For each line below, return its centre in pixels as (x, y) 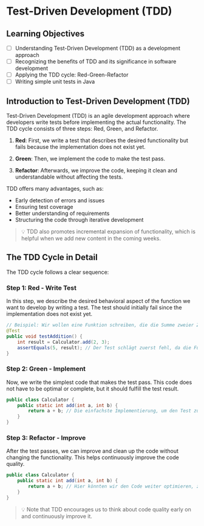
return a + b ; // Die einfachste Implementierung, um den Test (110, 411)
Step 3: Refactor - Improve (46, 438)
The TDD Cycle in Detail (52, 257)
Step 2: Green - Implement (46, 369)
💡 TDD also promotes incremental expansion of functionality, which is (108, 231)
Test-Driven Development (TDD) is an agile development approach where (98, 116)
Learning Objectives (46, 34)
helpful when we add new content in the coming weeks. (91, 239)
